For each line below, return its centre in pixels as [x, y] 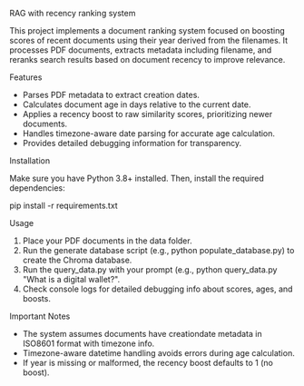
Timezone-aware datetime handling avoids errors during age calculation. [158, 353]
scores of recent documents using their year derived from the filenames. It [149, 40]
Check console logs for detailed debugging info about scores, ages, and [157, 289]
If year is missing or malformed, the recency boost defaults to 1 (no [148, 363]
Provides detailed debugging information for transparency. [132, 143]
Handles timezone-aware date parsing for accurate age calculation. [148, 134]
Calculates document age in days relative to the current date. [137, 104]
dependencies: [37, 188]
